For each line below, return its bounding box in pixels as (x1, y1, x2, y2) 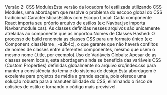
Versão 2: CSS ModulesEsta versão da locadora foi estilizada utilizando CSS (5, 4, 162, 10)
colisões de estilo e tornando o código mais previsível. (5, 84, 117, 89)
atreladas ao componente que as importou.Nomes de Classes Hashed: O (5, 31, 155, 36)
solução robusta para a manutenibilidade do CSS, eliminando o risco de (5, 78, 152, 84)
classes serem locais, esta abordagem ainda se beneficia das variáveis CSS (5, 57, 161, 63)
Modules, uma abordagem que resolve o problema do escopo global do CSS (5, 9, 163, 15)
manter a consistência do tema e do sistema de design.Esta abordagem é (5, 68, 156, 74)
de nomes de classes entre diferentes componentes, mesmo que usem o (5, 47, 155, 52)
